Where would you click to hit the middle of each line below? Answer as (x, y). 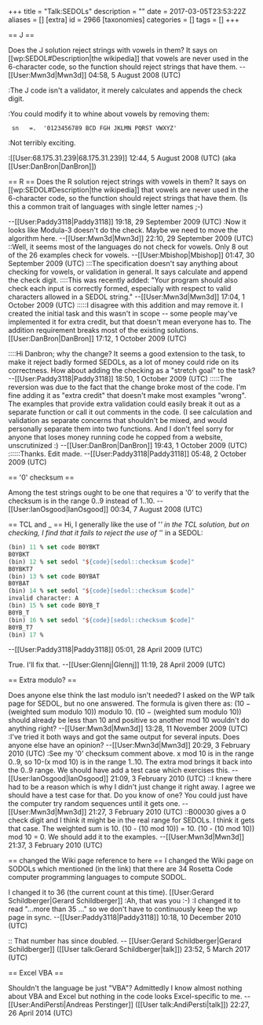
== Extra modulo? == (42, 680)
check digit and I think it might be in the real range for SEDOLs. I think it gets (131, 820)
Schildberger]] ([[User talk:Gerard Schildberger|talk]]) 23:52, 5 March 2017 (130, 950)
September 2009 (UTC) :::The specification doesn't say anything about (123, 263)
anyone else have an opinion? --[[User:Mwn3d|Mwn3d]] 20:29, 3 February (130, 746)
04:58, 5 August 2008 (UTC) (135, 75)
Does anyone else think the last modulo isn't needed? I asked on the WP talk (131, 695)
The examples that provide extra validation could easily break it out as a (124, 404)
